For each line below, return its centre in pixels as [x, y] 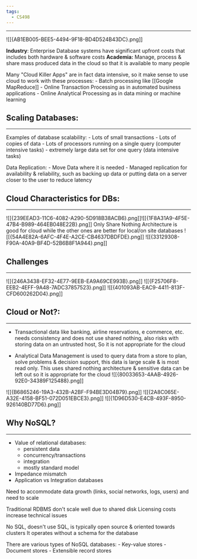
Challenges [27, 262]
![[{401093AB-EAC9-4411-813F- [146, 287]
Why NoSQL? [31, 423]
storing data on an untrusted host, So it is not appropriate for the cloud [100, 344]
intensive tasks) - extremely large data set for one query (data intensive [92, 150]
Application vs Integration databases [59, 480]
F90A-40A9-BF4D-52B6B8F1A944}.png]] [57, 243]
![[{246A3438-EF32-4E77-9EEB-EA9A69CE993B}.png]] [74, 281]
